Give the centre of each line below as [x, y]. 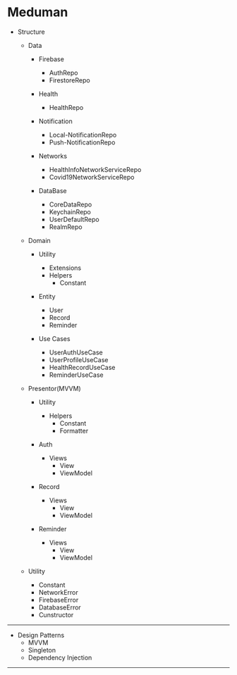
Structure [31, 32]
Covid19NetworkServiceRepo [92, 177]
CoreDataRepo [71, 204]
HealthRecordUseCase [82, 367]
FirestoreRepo [69, 80]
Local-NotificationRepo [83, 135]
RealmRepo [66, 227]
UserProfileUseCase [79, 359]
